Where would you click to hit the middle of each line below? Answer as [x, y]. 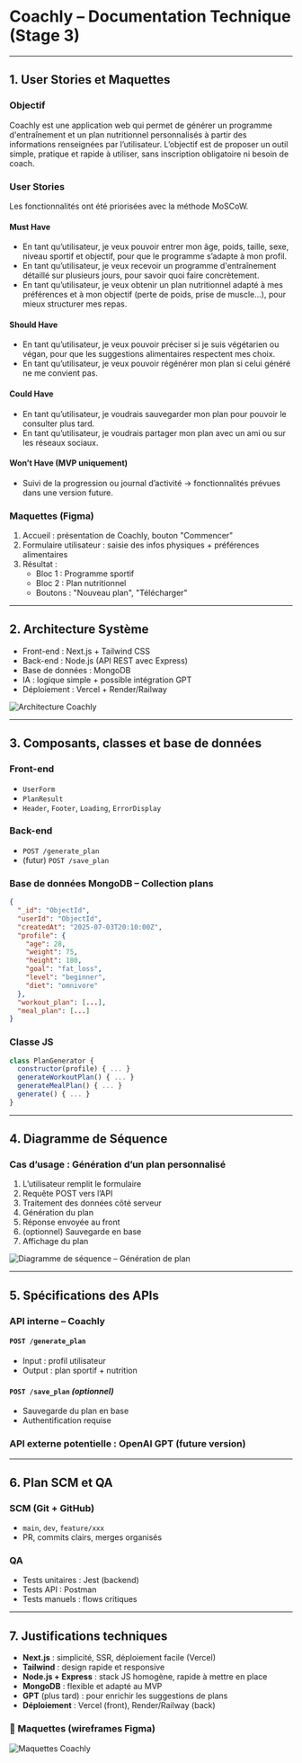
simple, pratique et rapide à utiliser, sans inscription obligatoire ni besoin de [149, 154]
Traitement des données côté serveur [92, 1203]
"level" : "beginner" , [66, 977]
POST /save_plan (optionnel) [62, 1391]
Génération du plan [58, 1213]
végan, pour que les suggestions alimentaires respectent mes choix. [149, 354]
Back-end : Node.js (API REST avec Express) [105, 660]
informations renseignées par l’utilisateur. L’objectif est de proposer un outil [149, 144]
